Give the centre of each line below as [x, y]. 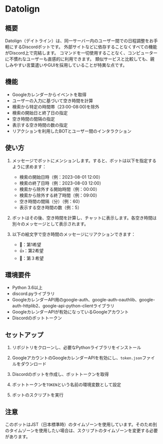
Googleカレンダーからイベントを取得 [49, 94]
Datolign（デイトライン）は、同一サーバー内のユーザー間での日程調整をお [80, 41]
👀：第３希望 [31, 258]
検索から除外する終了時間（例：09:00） [59, 195]
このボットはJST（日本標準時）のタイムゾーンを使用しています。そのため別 [81, 425]
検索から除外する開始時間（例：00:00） [59, 189]
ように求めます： [29, 166]
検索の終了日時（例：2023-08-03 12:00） [61, 183]
